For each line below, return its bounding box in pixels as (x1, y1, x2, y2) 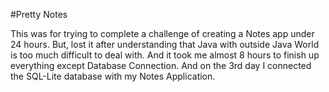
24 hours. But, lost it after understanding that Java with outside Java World (10, 39, 320, 50)
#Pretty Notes (10, 9, 68, 20)
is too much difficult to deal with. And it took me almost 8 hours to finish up (10, 49, 320, 61)
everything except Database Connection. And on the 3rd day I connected (10, 60, 312, 71)
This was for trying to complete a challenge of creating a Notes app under (10, 28, 315, 39)
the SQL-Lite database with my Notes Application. (10, 70, 216, 82)
